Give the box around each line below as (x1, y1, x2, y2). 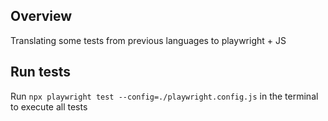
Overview (10, 8, 73, 25)
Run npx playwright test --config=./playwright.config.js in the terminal (10, 90, 319, 102)
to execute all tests (10, 100, 88, 113)
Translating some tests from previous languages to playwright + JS (10, 34, 287, 46)
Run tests (10, 64, 71, 81)
